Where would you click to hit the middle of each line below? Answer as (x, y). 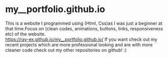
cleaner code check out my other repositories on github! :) (66, 50)
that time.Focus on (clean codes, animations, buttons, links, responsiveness (84, 28)
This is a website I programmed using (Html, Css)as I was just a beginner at (84, 23)
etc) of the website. (26, 34)
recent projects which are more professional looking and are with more (79, 44)
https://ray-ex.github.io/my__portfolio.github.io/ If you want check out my (81, 39)
